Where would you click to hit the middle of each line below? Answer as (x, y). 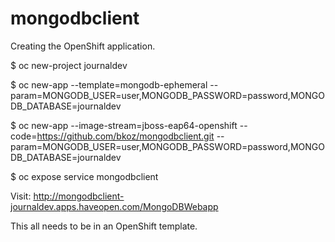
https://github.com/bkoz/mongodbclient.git (125, 136)
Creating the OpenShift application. (83, 46)
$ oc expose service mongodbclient (84, 176)
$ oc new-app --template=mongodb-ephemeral (109, 84)
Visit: (21, 196)
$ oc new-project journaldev (69, 65)
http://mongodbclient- (79, 196)
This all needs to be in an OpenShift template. (104, 226)
